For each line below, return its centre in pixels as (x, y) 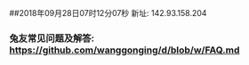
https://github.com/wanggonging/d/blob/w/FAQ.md (124, 50)
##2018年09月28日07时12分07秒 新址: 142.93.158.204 (108, 13)
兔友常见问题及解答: (52, 38)
